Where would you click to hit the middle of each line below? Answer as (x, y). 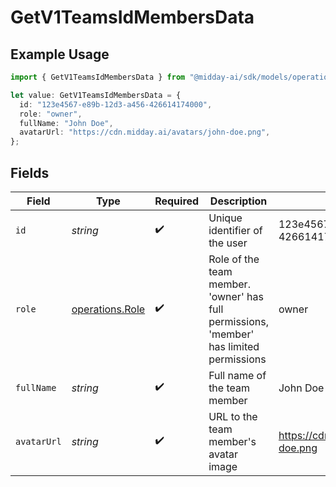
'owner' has (236, 296)
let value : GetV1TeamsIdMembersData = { (96, 95)
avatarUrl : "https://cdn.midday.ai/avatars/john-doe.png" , (145, 132)
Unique (225, 218)
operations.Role (108, 309)
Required (177, 201)
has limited (234, 346)
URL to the (233, 416)
